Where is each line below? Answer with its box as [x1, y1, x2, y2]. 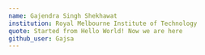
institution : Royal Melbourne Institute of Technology [8, 19, 198, 27]
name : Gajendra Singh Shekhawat [8, 11, 117, 20]
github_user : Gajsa [8, 34, 75, 43]
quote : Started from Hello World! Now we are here [8, 27, 183, 35]
